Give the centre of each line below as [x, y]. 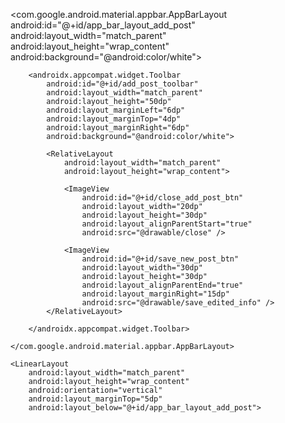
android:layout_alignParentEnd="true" [162, 285]
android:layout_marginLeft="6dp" [116, 110]
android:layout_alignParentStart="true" [167, 224]
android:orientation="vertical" [95, 390]
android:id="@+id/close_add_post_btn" [162, 198]
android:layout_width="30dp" [142, 268]
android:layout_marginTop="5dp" [95, 399]
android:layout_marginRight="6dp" [118, 128]
